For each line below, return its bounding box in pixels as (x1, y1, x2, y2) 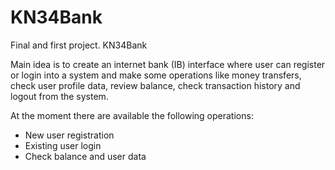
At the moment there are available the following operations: (10, 109, 254, 121)
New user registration (24, 129, 115, 141)
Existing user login (24, 139, 102, 151)
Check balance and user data (24, 150, 147, 162)
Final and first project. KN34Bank (10, 39, 148, 51)
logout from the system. (10, 90, 109, 102)
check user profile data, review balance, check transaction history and (10, 79, 301, 91)
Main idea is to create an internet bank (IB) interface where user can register (10, 58, 326, 70)
